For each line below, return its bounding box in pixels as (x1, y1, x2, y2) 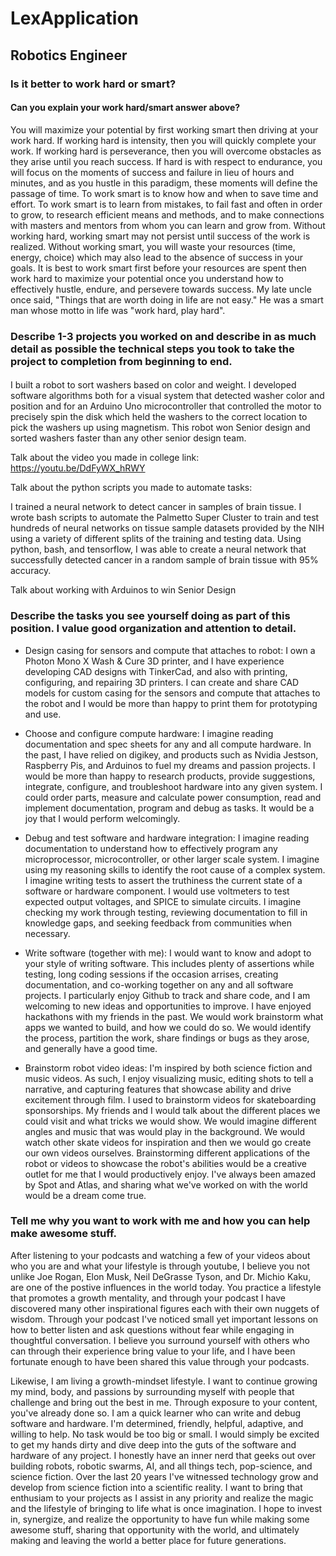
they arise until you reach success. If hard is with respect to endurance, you (10, 155, 323, 167)
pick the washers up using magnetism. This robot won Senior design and (10, 422, 311, 434)
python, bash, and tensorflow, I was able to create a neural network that (10, 543, 307, 556)
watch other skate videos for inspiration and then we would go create (24, 1136, 312, 1148)
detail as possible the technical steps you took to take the (10, 342, 295, 356)
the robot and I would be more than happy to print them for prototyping (24, 697, 318, 709)
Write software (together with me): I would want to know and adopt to (24, 947, 312, 959)
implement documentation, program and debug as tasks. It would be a (24, 802, 315, 814)
